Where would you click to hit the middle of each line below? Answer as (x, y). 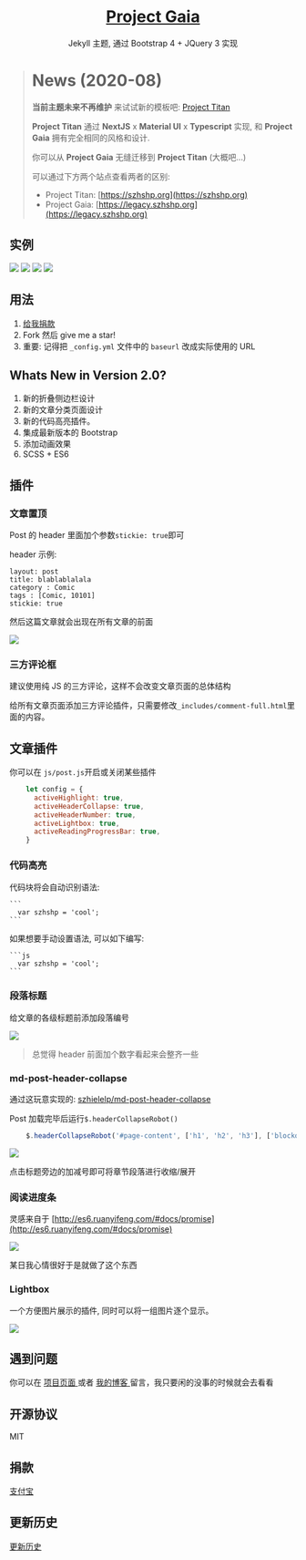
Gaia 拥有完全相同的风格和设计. (91, 138)
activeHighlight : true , (79, 798)
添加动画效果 (46, 444)
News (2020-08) (97, 81)
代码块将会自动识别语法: (55, 887)
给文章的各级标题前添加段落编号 (69, 1018)
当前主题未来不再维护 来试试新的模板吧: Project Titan (131, 107)
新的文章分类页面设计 (62, 410)
